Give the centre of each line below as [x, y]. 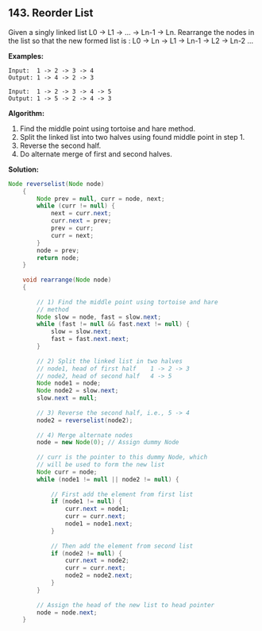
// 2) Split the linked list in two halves [110, 361]
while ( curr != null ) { [76, 206]
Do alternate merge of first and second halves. [96, 153]
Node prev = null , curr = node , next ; [101, 199]
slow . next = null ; [67, 398]
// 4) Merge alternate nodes [85, 435]
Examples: [26, 56]
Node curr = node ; [67, 472]
